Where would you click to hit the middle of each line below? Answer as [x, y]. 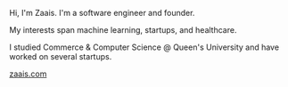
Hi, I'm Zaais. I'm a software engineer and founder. [102, 13]
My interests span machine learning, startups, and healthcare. [123, 30]
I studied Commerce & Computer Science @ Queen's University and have [144, 47]
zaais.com [28, 74]
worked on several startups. [61, 56]
